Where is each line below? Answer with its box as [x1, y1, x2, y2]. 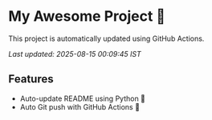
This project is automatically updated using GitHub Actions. [8, 34, 205, 43]
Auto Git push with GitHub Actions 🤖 [19, 102, 141, 111]
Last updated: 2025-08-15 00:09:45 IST [8, 49, 142, 58]
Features [8, 72, 54, 86]
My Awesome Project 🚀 [8, 7, 166, 26]
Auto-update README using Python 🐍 [19, 94, 146, 103]
